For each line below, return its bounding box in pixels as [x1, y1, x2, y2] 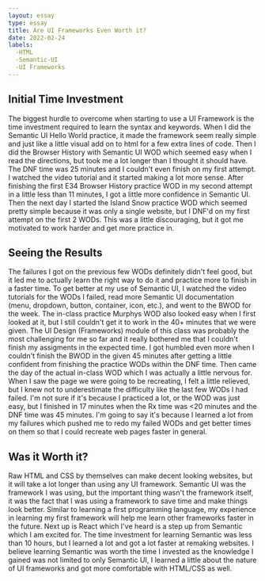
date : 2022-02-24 [8, 33, 66, 42]
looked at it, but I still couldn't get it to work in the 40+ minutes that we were [8, 318, 256, 327]
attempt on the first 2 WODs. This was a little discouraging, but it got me [8, 215, 244, 224]
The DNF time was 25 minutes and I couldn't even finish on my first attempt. [8, 164, 256, 174]
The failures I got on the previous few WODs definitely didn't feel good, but [8, 267, 253, 277]
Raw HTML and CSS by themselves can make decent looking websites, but [8, 471, 253, 480]
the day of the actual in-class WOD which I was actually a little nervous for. [8, 368, 253, 377]
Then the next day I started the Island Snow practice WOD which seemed [8, 197, 248, 207]
